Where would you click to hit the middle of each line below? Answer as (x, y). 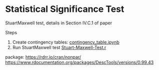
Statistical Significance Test (65, 9)
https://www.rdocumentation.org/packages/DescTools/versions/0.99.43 (79, 62)
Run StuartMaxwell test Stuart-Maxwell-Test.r (59, 47)
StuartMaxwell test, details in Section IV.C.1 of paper (59, 23)
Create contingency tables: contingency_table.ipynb (66, 42)
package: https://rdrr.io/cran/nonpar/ (43, 57)
